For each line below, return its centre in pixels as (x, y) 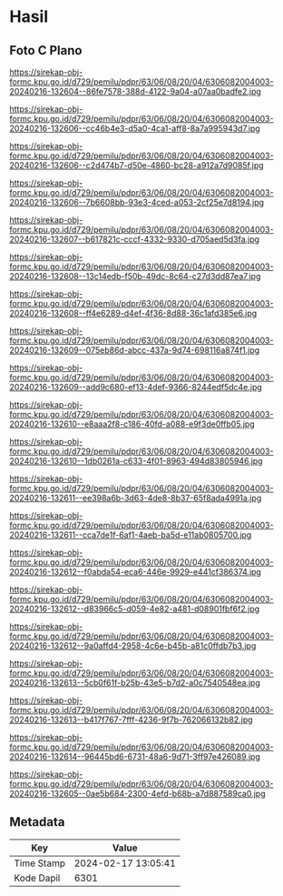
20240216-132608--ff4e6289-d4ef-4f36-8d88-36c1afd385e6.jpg (133, 313)
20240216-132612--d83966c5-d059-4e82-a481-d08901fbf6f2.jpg (135, 609)
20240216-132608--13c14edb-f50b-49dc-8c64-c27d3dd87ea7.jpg (135, 276)
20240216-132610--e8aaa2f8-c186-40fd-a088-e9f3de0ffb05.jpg (132, 424)
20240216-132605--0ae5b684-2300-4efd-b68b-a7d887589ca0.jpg (137, 794)
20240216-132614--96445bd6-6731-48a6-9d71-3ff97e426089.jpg (135, 756)
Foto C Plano (46, 50)
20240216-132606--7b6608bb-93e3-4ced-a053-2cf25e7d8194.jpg (137, 202)
